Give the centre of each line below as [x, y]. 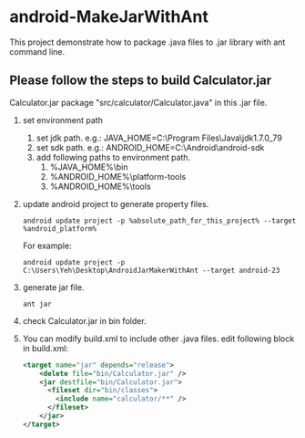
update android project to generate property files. [116, 203]
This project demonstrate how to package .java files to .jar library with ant [147, 42]
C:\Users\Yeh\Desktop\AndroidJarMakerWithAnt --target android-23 [151, 270]
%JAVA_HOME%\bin [89, 167]
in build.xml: [45, 348]
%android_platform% [60, 229]
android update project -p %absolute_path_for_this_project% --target [159, 221]
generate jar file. [53, 287]
